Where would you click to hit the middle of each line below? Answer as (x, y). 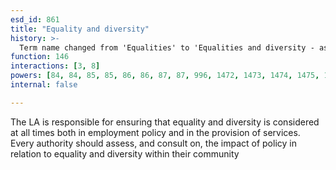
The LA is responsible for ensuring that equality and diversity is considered (165, 122)
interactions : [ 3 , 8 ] (55, 66)
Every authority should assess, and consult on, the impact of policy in (153, 143)
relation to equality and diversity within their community (125, 153)
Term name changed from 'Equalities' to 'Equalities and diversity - (167, 47)
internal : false (44, 85)
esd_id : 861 (35, 19)
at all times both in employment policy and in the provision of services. (155, 132)
